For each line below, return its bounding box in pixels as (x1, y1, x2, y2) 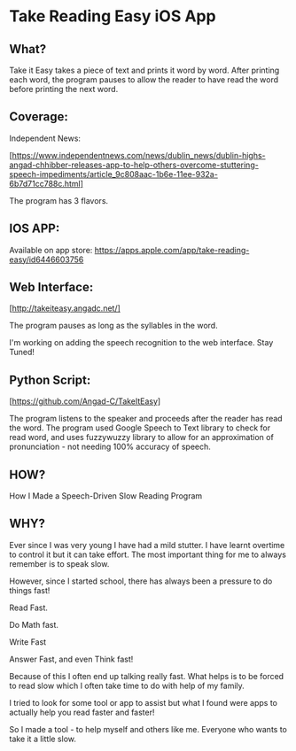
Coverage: (9, 109, 69, 125)
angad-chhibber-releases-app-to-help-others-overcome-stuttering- (9, 159, 259, 170)
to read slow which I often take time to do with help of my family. (9, 680, 245, 691)
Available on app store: (9, 244, 93, 255)
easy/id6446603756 (9, 254, 84, 265)
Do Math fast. (9, 619, 59, 630)
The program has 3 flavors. (9, 195, 109, 205)
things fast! (9, 585, 51, 595)
